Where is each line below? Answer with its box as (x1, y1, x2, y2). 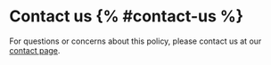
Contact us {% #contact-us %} (9, 6, 243, 27)
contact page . (9, 45, 61, 55)
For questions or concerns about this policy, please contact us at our (9, 36, 262, 46)
